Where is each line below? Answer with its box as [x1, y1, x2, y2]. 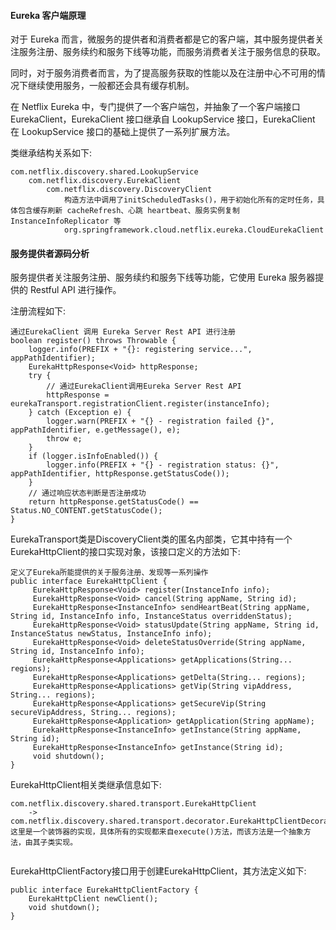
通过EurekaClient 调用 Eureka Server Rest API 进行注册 [10, 327, 236, 337]
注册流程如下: [10, 305, 67, 317]
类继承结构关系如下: [10, 147, 93, 159]
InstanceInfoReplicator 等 [10, 216, 122, 227]
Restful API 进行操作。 [29, 284, 122, 296]
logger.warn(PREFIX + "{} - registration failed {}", [46, 416, 275, 427]
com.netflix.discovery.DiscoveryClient [46, 185, 213, 195]
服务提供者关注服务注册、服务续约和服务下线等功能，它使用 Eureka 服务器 [10, 271, 316, 284]
